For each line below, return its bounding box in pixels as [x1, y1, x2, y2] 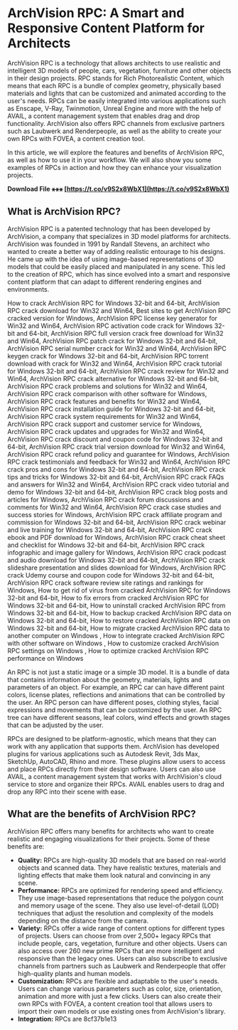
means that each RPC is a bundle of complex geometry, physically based [7, 81, 222, 90]
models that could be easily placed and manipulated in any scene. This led [7, 262, 226, 271]
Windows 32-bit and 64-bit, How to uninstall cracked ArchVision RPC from [7, 601, 226, 610]
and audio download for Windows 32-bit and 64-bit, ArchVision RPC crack [7, 556, 226, 564]
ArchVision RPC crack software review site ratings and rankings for [7, 578, 204, 587]
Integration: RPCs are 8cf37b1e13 [17, 1014, 117, 1023]
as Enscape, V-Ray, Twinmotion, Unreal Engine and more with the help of [7, 104, 222, 112]
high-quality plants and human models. [17, 969, 133, 977]
